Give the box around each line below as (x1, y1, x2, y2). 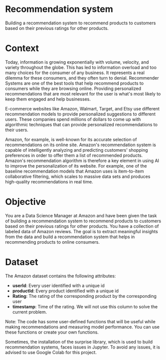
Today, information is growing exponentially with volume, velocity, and (5, 59, 149, 65)
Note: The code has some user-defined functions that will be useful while (5, 318, 156, 324)
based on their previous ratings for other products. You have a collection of (5, 223, 159, 229)
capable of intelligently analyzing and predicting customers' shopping (5, 147, 148, 153)
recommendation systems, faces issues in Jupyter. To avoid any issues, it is (5, 344, 161, 350)
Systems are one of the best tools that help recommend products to (5, 80, 144, 86)
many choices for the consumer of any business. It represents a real (5, 70, 145, 76)
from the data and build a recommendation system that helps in (5, 234, 135, 240)
